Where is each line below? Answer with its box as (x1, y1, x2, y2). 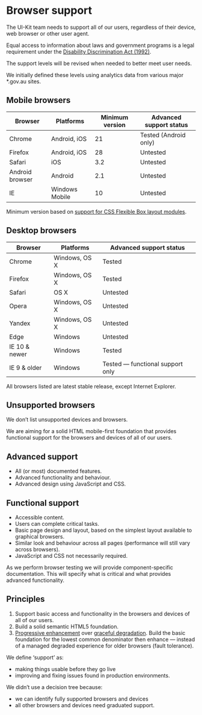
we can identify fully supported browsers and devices (14, 695, 148, 702)
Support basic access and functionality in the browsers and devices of (14, 610, 191, 617)
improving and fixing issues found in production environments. (14, 672, 170, 679)
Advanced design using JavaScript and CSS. (14, 480, 126, 488)
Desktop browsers (6, 225, 77, 236)
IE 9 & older (9, 363, 42, 372)
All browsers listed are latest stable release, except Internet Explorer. (6, 382, 176, 390)
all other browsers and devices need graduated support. (14, 701, 155, 708)
